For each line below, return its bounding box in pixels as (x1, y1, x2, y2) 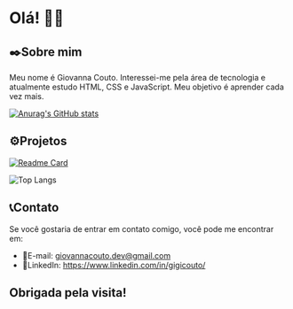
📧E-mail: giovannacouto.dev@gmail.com (21, 250, 171, 260)
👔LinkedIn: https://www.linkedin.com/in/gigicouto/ (21, 259, 206, 270)
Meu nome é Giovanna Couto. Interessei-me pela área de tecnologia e (9, 73, 266, 82)
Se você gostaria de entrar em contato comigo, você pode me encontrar (9, 223, 274, 234)
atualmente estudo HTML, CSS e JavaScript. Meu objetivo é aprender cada (9, 81, 284, 92)
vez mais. (9, 91, 44, 101)
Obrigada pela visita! (9, 285, 127, 300)
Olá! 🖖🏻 (9, 8, 65, 28)
